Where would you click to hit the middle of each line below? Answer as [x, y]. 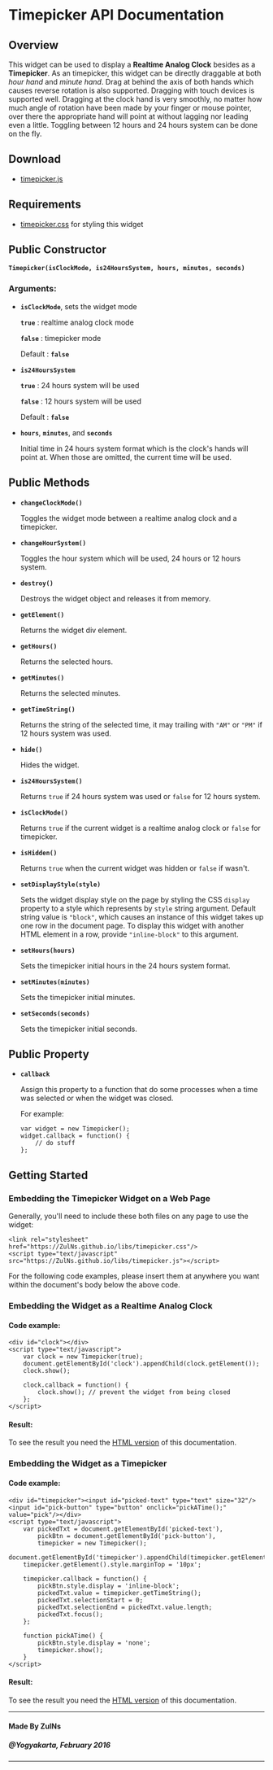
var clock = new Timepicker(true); [83, 1357]
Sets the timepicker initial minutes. [78, 997]
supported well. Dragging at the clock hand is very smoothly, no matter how [135, 99]
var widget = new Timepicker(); [75, 1129]
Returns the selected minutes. [70, 693]
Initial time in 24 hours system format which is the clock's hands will [134, 448]
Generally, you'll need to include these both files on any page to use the [129, 1216]
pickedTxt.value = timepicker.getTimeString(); [119, 1593]
